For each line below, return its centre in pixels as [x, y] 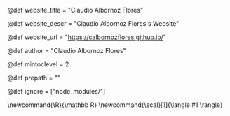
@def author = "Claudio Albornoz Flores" [67, 51]
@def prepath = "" [34, 78]
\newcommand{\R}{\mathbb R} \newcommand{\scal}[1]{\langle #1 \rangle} [115, 105]
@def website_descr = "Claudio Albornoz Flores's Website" [93, 23]
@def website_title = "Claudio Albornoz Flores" [75, 10]
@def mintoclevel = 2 [38, 64]
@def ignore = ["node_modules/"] [56, 91]
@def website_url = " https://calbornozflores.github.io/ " [87, 37]
